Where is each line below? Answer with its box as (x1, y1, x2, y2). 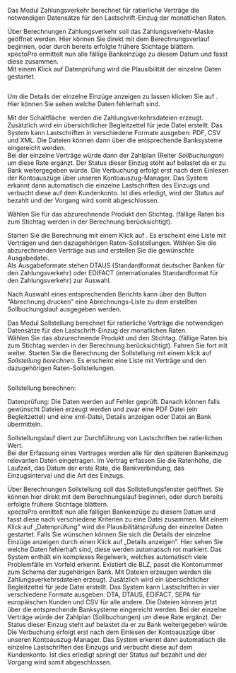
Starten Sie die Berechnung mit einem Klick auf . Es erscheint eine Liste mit (7, 231, 226, 239)
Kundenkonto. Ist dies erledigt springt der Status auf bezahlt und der (7, 650, 207, 659)
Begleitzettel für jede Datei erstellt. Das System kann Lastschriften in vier (7, 583, 220, 591)
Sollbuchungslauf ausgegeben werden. (7, 305, 122, 314)
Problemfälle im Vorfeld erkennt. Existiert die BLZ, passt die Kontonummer (7, 560, 223, 568)
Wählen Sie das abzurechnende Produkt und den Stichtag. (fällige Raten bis (7, 334, 228, 342)
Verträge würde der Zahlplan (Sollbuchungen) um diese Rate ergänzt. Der (7, 613, 222, 621)
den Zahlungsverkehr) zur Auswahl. (7, 276, 112, 284)
